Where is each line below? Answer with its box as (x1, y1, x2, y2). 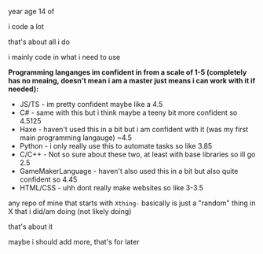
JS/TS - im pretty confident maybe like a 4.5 (19, 100, 163, 109)
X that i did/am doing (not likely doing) (8, 207, 132, 215)
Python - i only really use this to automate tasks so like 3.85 (19, 142, 213, 150)
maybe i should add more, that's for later (8, 237, 140, 246)
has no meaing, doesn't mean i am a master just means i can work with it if (8, 76, 256, 85)
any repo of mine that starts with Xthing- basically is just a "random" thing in (8, 198, 256, 208)
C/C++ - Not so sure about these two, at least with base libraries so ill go (19, 149, 256, 159)
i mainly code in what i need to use (8, 53, 121, 61)
